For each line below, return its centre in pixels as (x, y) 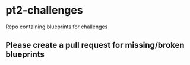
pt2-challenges (45, 10)
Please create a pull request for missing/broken (95, 45)
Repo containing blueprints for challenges (57, 27)
